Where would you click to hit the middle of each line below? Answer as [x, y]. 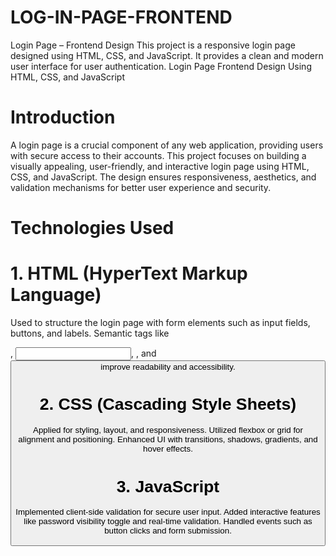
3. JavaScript [168, 486]
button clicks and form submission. [168, 531]
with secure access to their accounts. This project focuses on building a [158, 155]
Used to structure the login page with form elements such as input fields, [160, 322]
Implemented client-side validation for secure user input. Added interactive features [168, 512]
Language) [56, 295]
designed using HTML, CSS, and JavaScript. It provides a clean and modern [167, 55]
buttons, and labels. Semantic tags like [90, 333]
